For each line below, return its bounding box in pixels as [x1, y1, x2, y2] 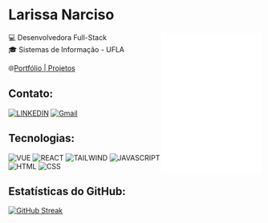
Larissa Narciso [8, 6, 115, 24]
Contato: [8, 87, 54, 101]
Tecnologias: [8, 132, 75, 145]
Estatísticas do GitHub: [8, 184, 126, 198]
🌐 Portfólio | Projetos [8, 63, 76, 73]
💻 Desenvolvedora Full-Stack [8, 32, 107, 42]
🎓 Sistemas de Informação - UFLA [8, 44, 125, 54]
